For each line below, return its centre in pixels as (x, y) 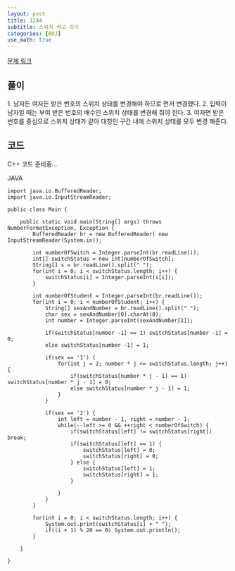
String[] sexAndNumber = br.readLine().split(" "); (122, 308)
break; (17, 438)
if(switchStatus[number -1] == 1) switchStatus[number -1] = (136, 333)
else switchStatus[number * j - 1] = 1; (130, 388)
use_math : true (30, 40)
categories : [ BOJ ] (34, 33)
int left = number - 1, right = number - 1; (124, 419)
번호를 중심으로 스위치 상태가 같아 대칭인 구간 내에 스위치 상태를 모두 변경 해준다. (118, 121)
